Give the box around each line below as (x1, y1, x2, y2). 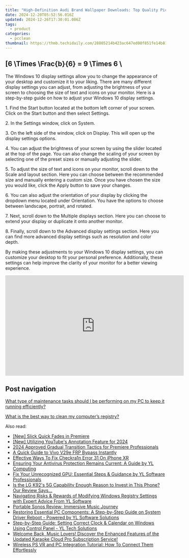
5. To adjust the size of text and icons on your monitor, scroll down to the (5, 166, 158, 172)
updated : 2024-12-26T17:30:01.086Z (5, 17, 81, 22)
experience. (5, 265, 31, 271)
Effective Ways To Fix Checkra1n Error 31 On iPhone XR (12, 455, 129, 461)
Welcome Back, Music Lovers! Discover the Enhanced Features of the (12, 531, 159, 537)
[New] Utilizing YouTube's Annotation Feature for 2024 (12, 439, 128, 445)
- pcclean (10, 36, 31, 41)
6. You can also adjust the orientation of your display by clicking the (5, 192, 148, 198)
